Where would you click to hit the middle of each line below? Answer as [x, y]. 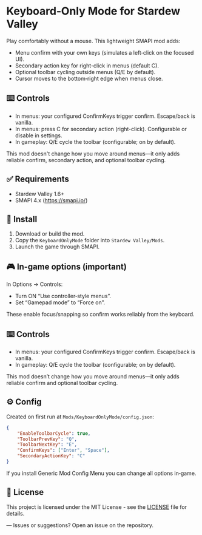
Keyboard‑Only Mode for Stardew [93, 11]
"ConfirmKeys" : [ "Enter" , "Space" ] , [64, 451]
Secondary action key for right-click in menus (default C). [87, 66]
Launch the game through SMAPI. [57, 247]
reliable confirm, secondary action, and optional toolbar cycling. [86, 160]
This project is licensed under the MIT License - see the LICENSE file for [96, 507]
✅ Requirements [38, 179]
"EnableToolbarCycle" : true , [54, 433]
